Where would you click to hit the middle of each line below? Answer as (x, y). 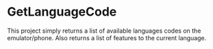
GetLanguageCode (62, 12)
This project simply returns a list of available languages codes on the (104, 31)
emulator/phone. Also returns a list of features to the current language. (107, 37)
